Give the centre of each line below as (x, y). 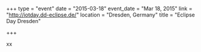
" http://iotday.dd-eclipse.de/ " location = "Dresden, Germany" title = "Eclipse (100, 15)
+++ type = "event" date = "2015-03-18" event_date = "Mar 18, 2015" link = (99, 9)
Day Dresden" (23, 21)
